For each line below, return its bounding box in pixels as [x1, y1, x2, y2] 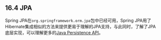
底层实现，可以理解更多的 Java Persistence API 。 [5, 29, 103, 36]
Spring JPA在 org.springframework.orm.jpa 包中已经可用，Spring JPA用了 [5, 17, 151, 23]
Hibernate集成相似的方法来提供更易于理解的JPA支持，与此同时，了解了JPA [5, 23, 156, 29]
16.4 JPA [5, 4, 33, 12]
